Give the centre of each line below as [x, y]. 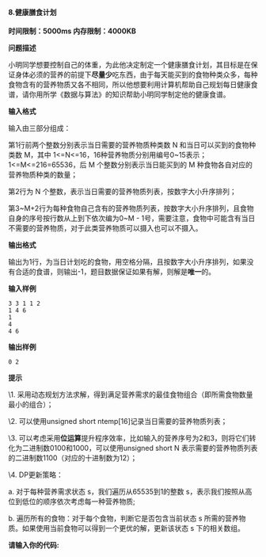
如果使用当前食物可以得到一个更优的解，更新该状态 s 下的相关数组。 [133, 528]
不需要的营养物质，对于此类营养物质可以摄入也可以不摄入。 [105, 228]
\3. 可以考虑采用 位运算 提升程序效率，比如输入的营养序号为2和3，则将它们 [129, 438]
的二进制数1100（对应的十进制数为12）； [73, 458]
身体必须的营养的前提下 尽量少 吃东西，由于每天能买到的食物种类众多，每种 [136, 74]
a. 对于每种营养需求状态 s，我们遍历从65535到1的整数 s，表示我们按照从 [127, 492]
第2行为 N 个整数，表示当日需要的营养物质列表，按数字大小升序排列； [122, 192]
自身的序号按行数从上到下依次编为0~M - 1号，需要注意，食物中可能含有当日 [132, 219]
